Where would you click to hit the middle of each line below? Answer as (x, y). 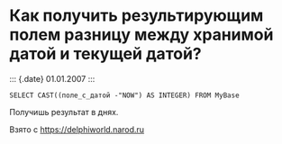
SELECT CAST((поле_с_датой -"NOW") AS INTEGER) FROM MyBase (125, 95)
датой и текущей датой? (106, 54)
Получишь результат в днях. (64, 112)
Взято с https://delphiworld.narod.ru (77, 129)
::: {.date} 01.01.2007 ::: (52, 78)
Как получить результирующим (136, 16)
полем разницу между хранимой (141, 35)
